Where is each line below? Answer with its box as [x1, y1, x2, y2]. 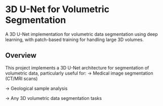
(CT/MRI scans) [5, 75, 38, 82]
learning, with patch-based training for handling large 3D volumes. [5, 37, 144, 43]
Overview [5, 51, 37, 60]
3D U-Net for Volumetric [5, 4, 110, 15]
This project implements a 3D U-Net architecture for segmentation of [5, 64, 149, 70]
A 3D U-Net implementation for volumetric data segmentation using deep [5, 31, 158, 37]
